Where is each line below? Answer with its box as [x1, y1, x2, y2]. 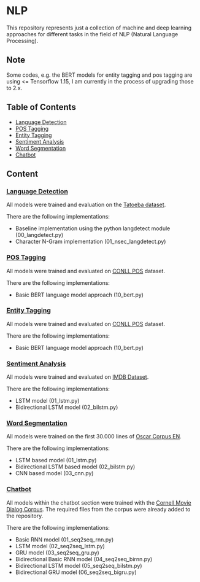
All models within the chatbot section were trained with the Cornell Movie [6, 499, 191, 506]
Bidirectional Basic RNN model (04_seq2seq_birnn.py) [15, 555, 153, 562]
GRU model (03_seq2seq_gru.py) [15, 549, 99, 556]
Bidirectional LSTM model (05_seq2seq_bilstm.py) [15, 562, 142, 569]
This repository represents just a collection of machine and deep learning [6, 24, 192, 31]
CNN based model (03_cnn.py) [15, 470, 94, 477]
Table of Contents [6, 102, 77, 112]
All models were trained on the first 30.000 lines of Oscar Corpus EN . [6, 433, 182, 440]
